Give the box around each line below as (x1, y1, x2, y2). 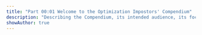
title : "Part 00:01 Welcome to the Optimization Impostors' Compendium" (6, 8, 192, 15)
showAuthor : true (6, 20, 50, 26)
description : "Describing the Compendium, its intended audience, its (6, 14, 187, 20)
